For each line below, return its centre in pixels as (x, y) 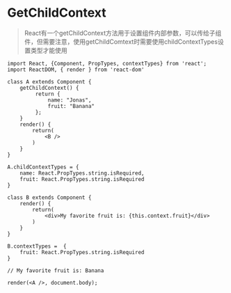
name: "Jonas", (70, 100)
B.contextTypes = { (37, 246)
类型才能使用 (49, 50)
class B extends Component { (49, 197)
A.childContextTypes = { (43, 167)
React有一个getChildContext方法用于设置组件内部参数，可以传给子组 (123, 33)
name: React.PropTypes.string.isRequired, (82, 173)
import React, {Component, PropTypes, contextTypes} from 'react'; (107, 63)
